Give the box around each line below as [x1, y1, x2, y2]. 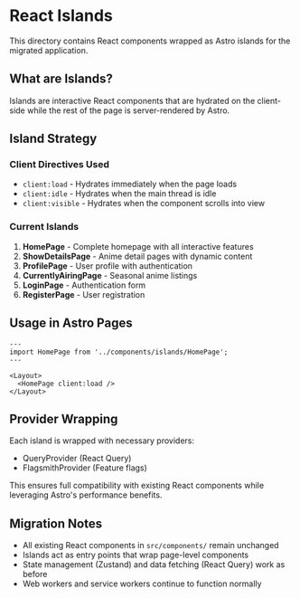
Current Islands [9, 221, 80, 233]
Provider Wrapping [9, 411, 118, 426]
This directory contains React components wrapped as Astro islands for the [9, 35, 291, 46]
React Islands [9, 5, 113, 26]
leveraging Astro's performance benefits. [9, 489, 163, 500]
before [22, 569, 48, 580]
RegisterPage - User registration [22, 289, 145, 299]
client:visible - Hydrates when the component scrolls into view [22, 198, 265, 209]
